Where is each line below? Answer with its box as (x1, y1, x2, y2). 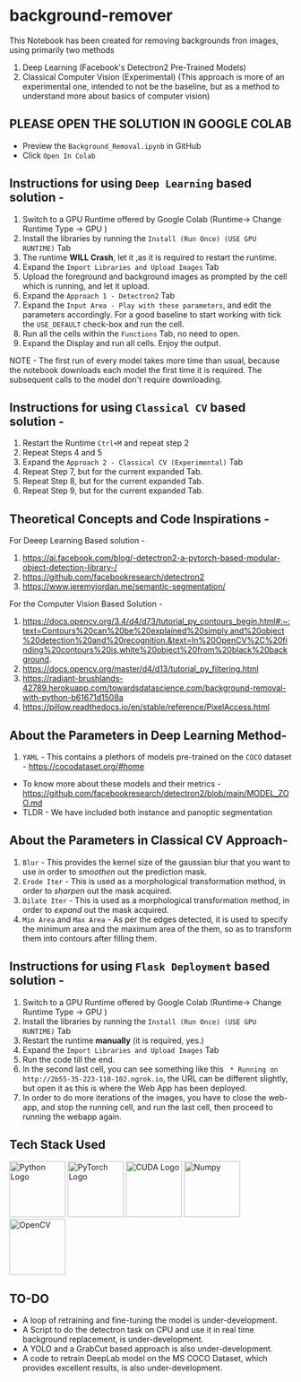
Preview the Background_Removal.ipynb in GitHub (21, 140, 202, 151)
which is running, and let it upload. (21, 280, 150, 291)
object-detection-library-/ (21, 562, 118, 573)
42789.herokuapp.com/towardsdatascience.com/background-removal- (21, 682, 287, 693)
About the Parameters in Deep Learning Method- (9, 727, 288, 743)
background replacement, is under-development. (21, 1334, 204, 1345)
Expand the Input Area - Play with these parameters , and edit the (21, 300, 271, 310)
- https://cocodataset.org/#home (21, 761, 145, 771)
